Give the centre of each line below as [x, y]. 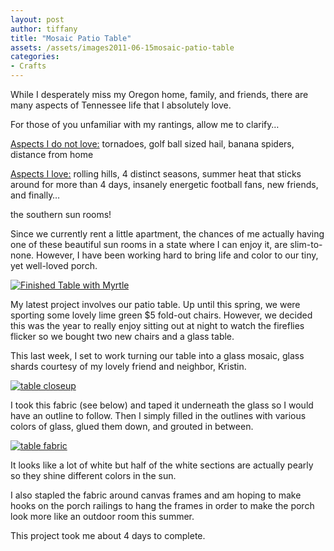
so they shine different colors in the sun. [93, 475]
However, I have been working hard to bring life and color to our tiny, [177, 255]
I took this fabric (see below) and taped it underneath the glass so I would [162, 405]
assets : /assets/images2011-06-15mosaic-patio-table [122, 47]
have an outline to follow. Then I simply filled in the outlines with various [158, 415]
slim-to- [306, 244]
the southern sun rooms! [61, 214]
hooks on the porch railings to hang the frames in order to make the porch [162, 505]
